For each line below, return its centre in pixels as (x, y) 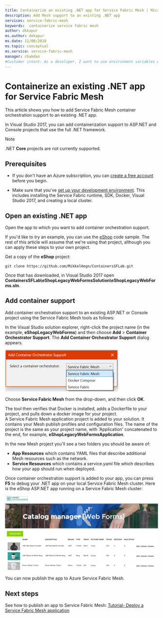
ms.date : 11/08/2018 (26, 41)
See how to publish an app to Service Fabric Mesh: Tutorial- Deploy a (74, 605)
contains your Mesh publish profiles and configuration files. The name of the (81, 424)
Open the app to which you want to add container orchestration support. (77, 227)
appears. (14, 342)
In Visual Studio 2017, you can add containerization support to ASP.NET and (81, 124)
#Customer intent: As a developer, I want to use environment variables (80, 62)
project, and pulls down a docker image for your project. (61, 414)
